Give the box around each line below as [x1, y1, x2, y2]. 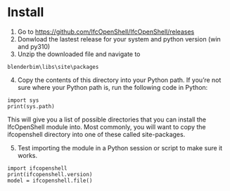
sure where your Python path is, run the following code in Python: [17, 83, 208, 91]
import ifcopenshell [7, 164, 68, 172]
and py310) [17, 42, 51, 51]
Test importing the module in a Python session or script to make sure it [17, 143, 223, 152]
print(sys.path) [7, 103, 55, 110]
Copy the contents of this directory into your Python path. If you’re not [17, 75, 222, 84]
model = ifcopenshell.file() [7, 177, 93, 184]
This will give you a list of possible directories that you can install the [7, 115, 206, 124]
